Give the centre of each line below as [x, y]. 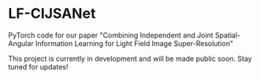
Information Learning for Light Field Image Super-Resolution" [134, 43]
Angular [21, 43]
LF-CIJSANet [52, 14]
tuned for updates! [38, 66]
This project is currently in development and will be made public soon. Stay [130, 58]
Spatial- [228, 35]
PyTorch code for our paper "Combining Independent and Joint [111, 35]
